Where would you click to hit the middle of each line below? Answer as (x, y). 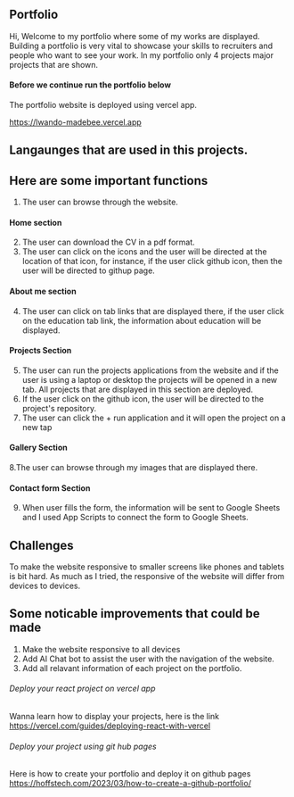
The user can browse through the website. (100, 202)
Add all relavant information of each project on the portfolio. (132, 668)
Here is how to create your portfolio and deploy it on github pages (130, 774)
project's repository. (59, 408)
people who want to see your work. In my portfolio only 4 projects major (142, 55)
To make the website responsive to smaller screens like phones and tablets (147, 567)
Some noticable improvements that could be (135, 614)
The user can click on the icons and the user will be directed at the (144, 252)
